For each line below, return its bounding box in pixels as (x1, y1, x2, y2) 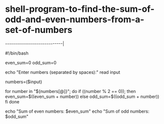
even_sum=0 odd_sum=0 (5, 60, 57, 65)
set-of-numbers (5, 25, 72, 35)
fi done (5, 98, 20, 104)
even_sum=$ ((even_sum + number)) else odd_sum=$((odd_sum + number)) (5, 93, 160, 99)
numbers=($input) (5, 79, 42, 85)
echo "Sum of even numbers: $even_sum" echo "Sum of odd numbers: (5, 108, 149, 114)
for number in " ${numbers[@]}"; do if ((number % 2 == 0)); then (5, 88, 136, 94)
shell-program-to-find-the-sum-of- (5, 3, 155, 15)
